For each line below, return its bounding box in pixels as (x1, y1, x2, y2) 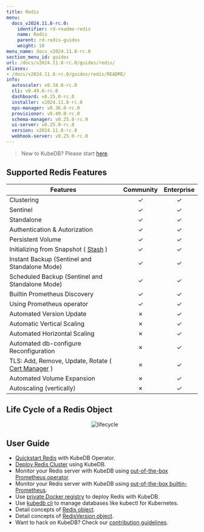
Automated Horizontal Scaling (9, 329, 95, 338)
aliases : (6, 65, 29, 72)
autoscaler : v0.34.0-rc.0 (12, 83, 78, 89)
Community (123, 185, 158, 194)
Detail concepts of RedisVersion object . (15, 513, 114, 520)
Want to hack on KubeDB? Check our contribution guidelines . (15, 519, 169, 526)
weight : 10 (17, 43, 45, 49)
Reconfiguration (9, 347, 55, 355)
